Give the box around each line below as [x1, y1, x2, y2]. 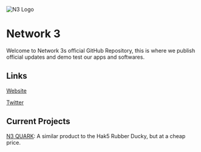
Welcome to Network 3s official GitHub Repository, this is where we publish [6, 47, 196, 54]
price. [6, 139, 21, 146]
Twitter [6, 99, 24, 106]
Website [6, 87, 27, 94]
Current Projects [6, 116, 70, 127]
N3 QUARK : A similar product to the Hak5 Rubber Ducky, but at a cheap [6, 132, 186, 139]
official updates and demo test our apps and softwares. [6, 53, 145, 61]
